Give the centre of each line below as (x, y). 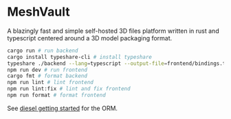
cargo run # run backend (43, 51)
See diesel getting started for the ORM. (63, 108)
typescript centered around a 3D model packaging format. (90, 38)
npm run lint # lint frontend (51, 83)
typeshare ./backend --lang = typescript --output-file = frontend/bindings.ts (118, 63)
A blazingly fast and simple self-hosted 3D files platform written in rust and (113, 31)
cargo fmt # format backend (47, 76)
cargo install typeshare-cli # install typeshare (80, 57)
